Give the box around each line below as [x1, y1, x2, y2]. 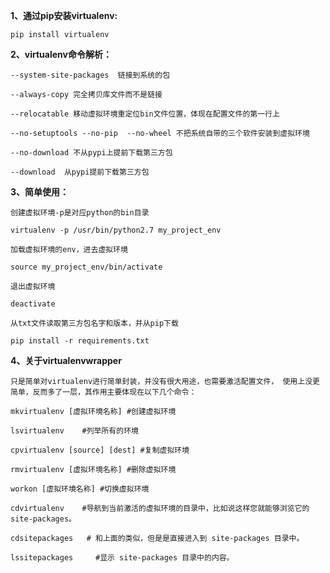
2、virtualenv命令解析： [10, 49, 112, 60]
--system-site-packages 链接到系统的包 [10, 70, 171, 80]
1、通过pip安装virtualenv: [10, 10, 118, 21]
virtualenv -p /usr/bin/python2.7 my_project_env [10, 225, 222, 235]
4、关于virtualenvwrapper [10, 355, 122, 366]
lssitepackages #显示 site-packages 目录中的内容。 [10, 553, 235, 563]
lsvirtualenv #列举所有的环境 [10, 426, 139, 436]
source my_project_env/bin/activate [10, 262, 163, 272]
